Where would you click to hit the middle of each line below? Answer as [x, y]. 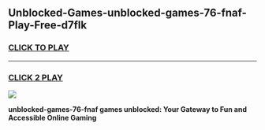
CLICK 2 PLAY [35, 77]
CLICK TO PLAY [39, 48]
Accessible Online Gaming [52, 117]
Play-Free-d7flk [48, 26]
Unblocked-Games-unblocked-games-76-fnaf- [127, 13]
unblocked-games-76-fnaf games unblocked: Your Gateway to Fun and [127, 109]
